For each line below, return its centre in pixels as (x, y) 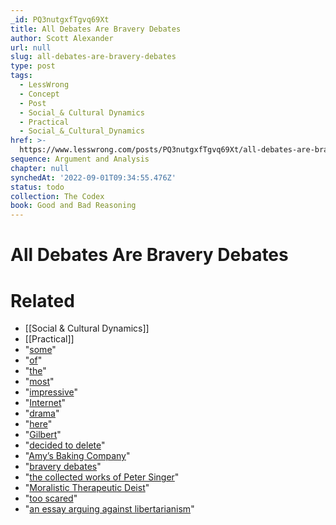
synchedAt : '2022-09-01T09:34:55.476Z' (93, 177)
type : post (33, 66)
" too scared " (51, 498)
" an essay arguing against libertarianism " (109, 509)
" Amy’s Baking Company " (77, 456)
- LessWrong (44, 85)
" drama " (42, 413)
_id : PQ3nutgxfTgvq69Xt (60, 19)
